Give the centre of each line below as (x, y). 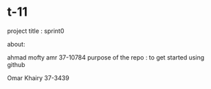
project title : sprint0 (36, 31)
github (16, 64)
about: (16, 44)
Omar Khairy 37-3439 (38, 78)
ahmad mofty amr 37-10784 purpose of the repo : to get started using (106, 57)
